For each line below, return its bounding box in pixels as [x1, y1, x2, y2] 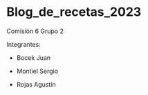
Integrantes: [6, 40, 41, 48]
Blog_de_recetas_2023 [6, 4, 142, 20]
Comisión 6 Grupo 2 [6, 27, 64, 35]
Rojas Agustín [16, 80, 56, 88]
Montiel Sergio [16, 67, 59, 75]
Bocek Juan [16, 53, 51, 62]
